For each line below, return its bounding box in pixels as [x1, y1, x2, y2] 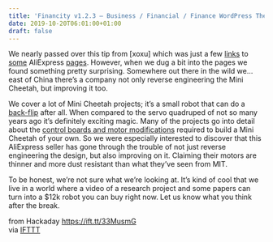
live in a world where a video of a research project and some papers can [8, 184, 251, 193]
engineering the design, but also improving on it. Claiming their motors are [8, 151, 258, 160]
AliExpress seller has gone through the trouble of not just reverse [8, 142, 226, 152]
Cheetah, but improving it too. [8, 83, 108, 93]
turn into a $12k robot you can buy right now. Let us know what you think [8, 192, 252, 202]
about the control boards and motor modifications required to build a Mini [8, 125, 254, 134]
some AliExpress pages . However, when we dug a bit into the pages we [8, 57, 248, 67]
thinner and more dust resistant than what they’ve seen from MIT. [8, 159, 227, 169]
